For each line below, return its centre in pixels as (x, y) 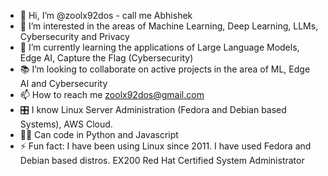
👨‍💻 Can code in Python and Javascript (99, 134)
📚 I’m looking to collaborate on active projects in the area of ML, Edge (165, 69)
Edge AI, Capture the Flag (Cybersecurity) (106, 58)
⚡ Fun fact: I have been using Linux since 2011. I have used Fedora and (165, 146)
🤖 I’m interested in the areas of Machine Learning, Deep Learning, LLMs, (169, 26)
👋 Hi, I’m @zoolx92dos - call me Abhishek (106, 15)
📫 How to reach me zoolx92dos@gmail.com (112, 94)
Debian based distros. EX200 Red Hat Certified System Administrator (162, 160)
